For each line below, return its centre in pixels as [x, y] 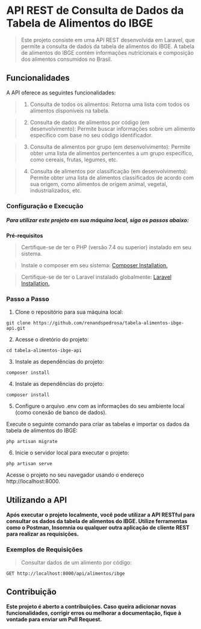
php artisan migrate [32, 441]
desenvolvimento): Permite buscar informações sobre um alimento [113, 129]
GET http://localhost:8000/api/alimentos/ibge [66, 574]
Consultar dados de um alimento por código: [76, 563]
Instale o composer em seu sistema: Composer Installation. [94, 265]
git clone [19, 323]
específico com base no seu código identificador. [91, 135]
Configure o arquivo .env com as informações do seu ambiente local [100, 406]
